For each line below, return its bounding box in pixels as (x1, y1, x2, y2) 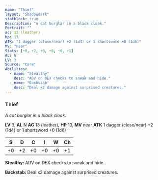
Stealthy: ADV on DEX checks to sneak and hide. (5, 159, 105, 165)
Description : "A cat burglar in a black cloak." (5, 21, 106, 26)
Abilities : (5, 67, 27, 72)
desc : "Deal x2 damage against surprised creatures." (14, 85, 126, 90)
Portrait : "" (5, 26, 32, 30)
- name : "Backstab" (9, 80, 50, 85)
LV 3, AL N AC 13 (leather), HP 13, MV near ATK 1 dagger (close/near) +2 (5, 121, 153, 128)
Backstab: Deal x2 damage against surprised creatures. (5, 169, 119, 175)
